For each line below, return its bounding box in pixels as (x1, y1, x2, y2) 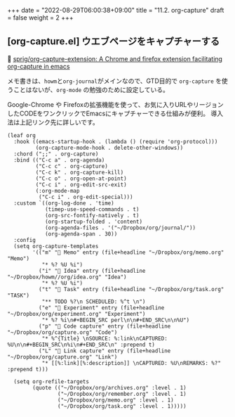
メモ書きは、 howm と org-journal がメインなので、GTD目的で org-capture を (7, 77, 222, 85)
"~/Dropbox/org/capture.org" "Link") (7, 353, 118, 361)
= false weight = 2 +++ (7, 13, 74, 22)
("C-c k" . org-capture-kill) (35, 169, 124, 176)
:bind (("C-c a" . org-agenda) (13, 156, 105, 164)
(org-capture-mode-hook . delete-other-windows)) (35, 144, 184, 151)
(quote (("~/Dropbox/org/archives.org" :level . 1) (32, 384, 187, 391)
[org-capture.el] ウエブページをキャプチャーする (7, 35, 220, 48)
